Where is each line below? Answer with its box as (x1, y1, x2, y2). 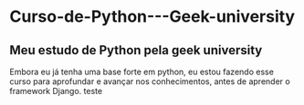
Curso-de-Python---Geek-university (9, 6, 295, 27)
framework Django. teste (9, 86, 103, 96)
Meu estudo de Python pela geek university (9, 43, 263, 58)
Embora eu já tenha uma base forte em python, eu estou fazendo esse (9, 66, 274, 77)
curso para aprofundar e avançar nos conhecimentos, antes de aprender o (9, 76, 290, 87)
